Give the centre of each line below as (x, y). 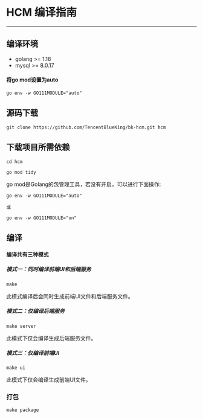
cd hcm (14, 162)
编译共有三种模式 (27, 254)
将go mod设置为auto (32, 80)
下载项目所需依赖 (38, 148)
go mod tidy (21, 172)
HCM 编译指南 (42, 12)
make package (23, 410)
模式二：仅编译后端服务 (35, 311)
